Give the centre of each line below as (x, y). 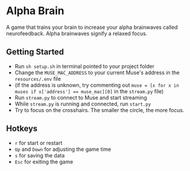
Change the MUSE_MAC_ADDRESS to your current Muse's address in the (97, 73)
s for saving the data (40, 155)
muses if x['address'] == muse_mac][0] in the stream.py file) (89, 91)
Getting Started (35, 52)
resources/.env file (38, 78)
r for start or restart (38, 143)
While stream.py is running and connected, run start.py (83, 104)
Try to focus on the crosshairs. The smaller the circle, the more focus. (99, 110)
